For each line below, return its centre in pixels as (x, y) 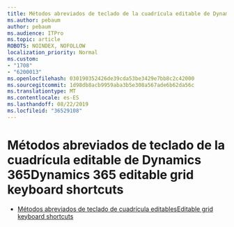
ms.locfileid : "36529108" (45, 111)
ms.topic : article (34, 40)
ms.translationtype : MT (42, 91)
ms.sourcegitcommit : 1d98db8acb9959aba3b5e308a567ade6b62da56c (101, 85)
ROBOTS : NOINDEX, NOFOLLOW (46, 46)
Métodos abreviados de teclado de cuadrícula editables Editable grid (115, 209)
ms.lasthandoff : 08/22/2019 (48, 104)
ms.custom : (23, 59)
